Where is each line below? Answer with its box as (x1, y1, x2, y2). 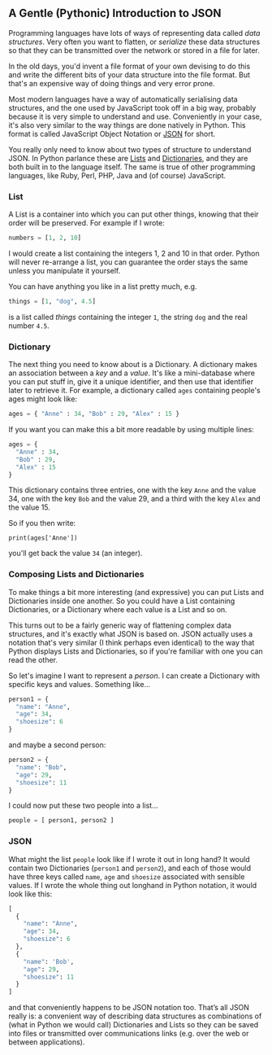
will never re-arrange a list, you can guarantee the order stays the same (8, 256, 248, 267)
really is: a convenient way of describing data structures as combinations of (8, 1011, 262, 1021)
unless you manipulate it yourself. (8, 265, 121, 275)
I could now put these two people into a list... (8, 801, 158, 811)
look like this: (8, 889, 53, 899)
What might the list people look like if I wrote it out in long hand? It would (8, 854, 250, 864)
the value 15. (8, 502, 51, 512)
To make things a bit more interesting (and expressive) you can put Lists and (8, 587, 264, 597)
